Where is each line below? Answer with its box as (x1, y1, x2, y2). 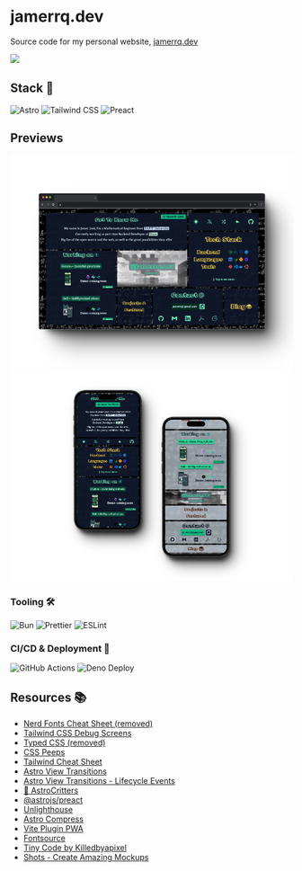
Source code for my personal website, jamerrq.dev (10, 36, 199, 47)
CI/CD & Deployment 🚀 (10, 642, 111, 654)
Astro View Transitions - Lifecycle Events (22, 775, 176, 786)
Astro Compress (22, 813, 84, 824)
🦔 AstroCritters (22, 785, 79, 795)
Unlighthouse (22, 804, 74, 814)
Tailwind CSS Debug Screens (22, 727, 132, 738)
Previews (10, 130, 64, 146)
